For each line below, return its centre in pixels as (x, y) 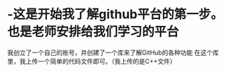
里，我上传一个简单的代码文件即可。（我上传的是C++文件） (92, 61)
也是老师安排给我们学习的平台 (93, 32)
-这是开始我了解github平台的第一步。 (115, 14)
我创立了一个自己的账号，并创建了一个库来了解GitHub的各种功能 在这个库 (113, 52)
